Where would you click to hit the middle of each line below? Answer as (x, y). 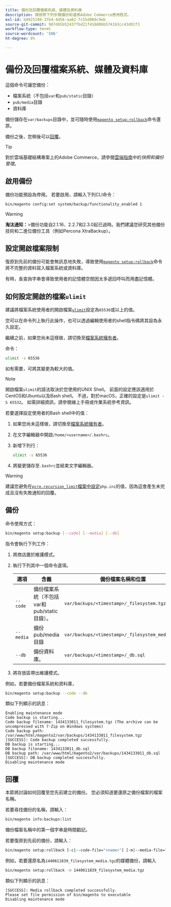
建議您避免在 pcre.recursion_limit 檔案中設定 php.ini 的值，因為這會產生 (81, 486)
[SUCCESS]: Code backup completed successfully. (58, 740)
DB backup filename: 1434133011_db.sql (48, 749)
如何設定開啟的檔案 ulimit (46, 296)
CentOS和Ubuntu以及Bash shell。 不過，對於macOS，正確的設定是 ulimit (83, 396)
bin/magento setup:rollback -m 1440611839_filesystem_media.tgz (75, 870)
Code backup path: (25, 731)
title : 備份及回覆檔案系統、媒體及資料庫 (44, 10)
